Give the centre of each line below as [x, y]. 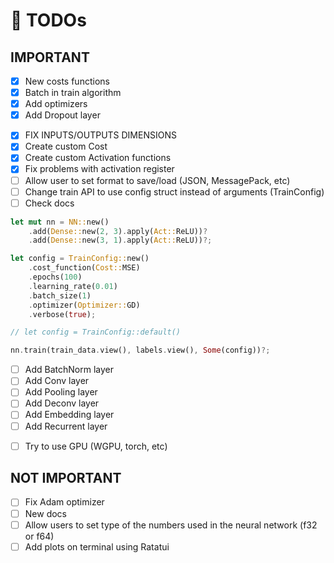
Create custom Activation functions [98, 158]
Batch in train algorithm [73, 93]
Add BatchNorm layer [69, 370]
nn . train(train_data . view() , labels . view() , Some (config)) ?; [140, 350]
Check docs [49, 203]
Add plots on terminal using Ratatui [97, 546]
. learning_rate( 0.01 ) [73, 286]
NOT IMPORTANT [66, 478]
